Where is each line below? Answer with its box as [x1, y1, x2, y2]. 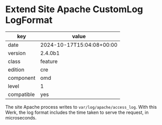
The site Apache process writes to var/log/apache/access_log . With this [5, 104, 157, 110]
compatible [8, 90, 35, 98]
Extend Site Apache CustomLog [5, 4, 143, 15]
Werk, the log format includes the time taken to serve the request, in [5, 109, 149, 115]
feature [40, 57, 58, 65]
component [8, 74, 36, 81]
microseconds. [5, 114, 37, 120]
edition [8, 66, 25, 73]
